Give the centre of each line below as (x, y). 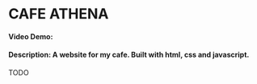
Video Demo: (31, 36)
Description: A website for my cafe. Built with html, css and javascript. (129, 55)
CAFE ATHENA (59, 14)
